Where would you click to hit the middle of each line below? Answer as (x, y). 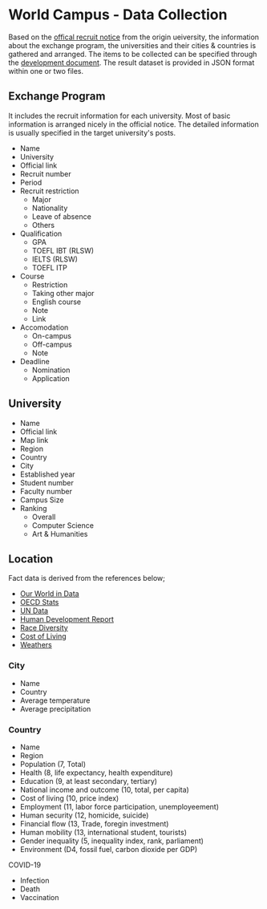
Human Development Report (67, 619)
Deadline (34, 361)
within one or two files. (46, 71)
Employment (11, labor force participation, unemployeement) (119, 806)
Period (31, 182)
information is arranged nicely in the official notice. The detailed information (133, 124)
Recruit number (46, 173)
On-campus (52, 335)
